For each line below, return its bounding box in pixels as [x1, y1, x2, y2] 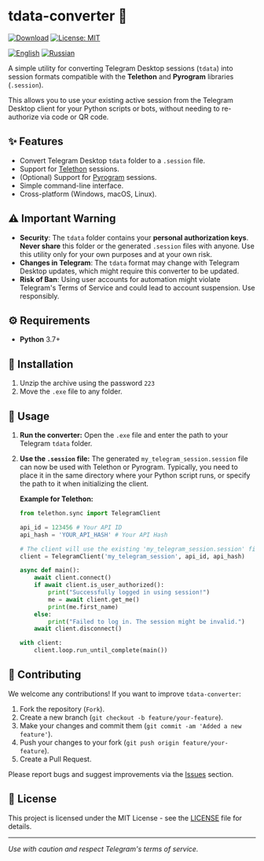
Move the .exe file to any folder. [19, 387, 123, 396]
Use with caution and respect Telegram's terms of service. [8, 844, 199, 853]
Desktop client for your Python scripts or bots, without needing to [8, 104, 220, 113]
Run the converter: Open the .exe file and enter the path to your [19, 430, 229, 439]
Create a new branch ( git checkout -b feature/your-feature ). [19, 713, 224, 722]
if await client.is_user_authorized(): [34, 581, 165, 589]
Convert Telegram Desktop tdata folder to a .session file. [19, 156, 206, 165]
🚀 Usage [8, 409, 49, 423]
